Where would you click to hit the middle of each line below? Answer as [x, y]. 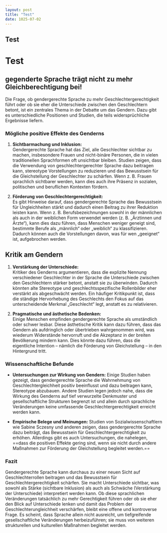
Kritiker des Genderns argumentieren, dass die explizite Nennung [80, 272]
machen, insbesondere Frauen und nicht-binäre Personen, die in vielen [85, 155]
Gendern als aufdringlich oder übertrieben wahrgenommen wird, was [83, 330]
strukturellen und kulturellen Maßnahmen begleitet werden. [66, 525]
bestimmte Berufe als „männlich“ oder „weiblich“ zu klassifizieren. [80, 229]
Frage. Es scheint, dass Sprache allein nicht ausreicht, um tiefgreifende [78, 515]
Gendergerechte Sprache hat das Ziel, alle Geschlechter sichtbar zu [82, 150]
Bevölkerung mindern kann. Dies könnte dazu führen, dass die [76, 340]
